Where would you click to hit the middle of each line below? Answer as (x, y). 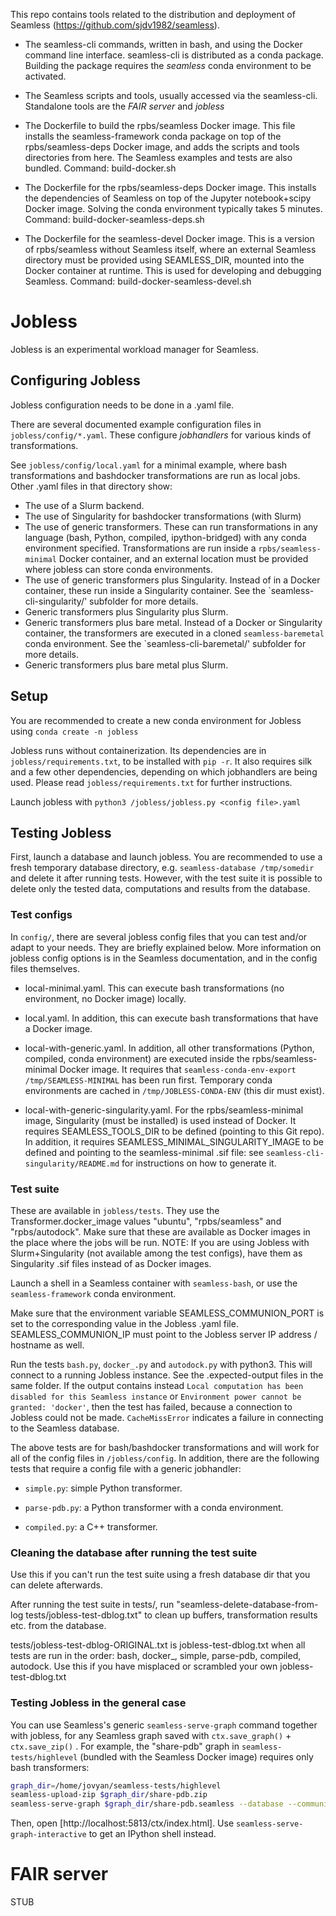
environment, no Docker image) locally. (105, 998)
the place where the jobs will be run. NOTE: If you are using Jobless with (160, 1242)
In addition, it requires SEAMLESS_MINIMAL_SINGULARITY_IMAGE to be (174, 1141)
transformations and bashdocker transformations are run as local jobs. (155, 475)
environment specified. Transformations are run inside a (140, 548)
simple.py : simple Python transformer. (103, 1488)
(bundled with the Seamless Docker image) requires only (196, 1756)
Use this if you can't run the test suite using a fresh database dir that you (160, 1575)
